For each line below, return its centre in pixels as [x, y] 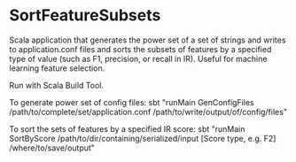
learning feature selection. [57, 68]
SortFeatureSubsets [85, 15]
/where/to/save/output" [52, 148]
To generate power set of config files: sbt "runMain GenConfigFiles [132, 102]
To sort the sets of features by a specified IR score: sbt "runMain [127, 128]
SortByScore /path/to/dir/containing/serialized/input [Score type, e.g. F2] [143, 138]
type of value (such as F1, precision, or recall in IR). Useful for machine [138, 58]
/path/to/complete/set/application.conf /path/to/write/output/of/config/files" [148, 112]
